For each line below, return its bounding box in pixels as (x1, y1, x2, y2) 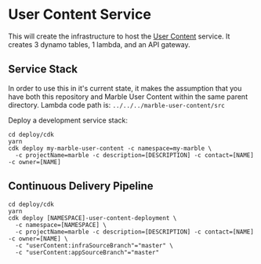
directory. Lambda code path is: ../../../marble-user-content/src (8, 100, 225, 109)
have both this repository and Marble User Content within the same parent (8, 92, 248, 101)
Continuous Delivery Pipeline (8, 179, 154, 193)
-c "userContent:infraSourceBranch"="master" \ (15, 241, 174, 249)
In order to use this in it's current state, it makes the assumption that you (8, 83, 242, 93)
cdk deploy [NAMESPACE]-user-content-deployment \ (8, 214, 177, 222)
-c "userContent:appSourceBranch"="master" (15, 248, 159, 256)
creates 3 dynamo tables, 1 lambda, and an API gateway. (8, 39, 190, 49)
